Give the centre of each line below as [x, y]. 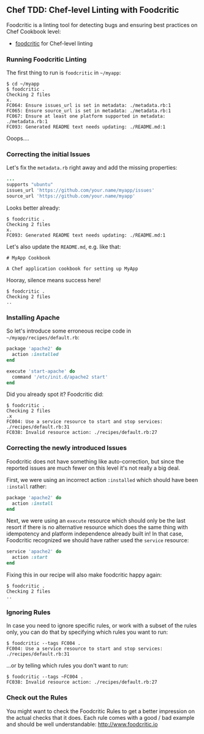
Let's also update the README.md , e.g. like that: [64, 247]
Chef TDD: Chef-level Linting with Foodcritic [93, 10]
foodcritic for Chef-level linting [54, 43]
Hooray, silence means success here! [54, 280]
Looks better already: [33, 208]
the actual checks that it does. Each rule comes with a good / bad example [100, 717]
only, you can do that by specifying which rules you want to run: [87, 632]
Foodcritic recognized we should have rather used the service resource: [98, 540]
